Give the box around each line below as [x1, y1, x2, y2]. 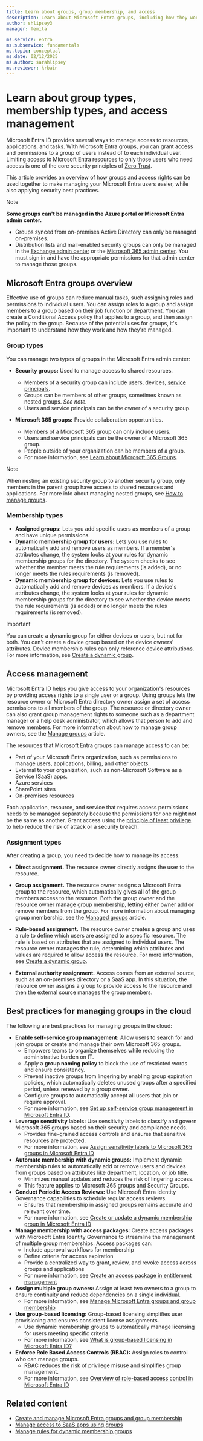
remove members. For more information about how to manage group [6, 724, 177, 731]
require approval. [24, 1098, 67, 1105]
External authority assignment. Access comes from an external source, [14, 969, 196, 976]
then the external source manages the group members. [14, 988, 153, 996]
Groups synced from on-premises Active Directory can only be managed [14, 228, 196, 236]
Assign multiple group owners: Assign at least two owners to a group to [14, 1284, 196, 1292]
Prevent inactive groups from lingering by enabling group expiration [24, 1072, 193, 1080]
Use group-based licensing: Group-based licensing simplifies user [14, 1310, 183, 1318]
